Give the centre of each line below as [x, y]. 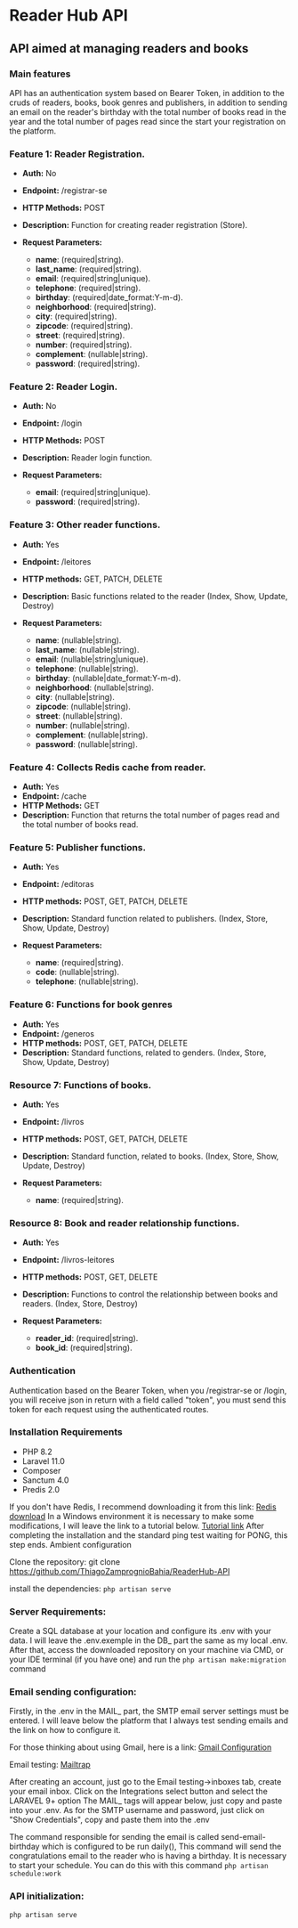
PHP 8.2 [37, 1452]
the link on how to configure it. [65, 1730]
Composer [41, 1470]
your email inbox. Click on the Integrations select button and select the [139, 1792]
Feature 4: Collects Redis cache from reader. [108, 767]
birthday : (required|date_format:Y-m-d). [109, 297]
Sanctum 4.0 [45, 1480]
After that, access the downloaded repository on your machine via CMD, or [146, 1650]
